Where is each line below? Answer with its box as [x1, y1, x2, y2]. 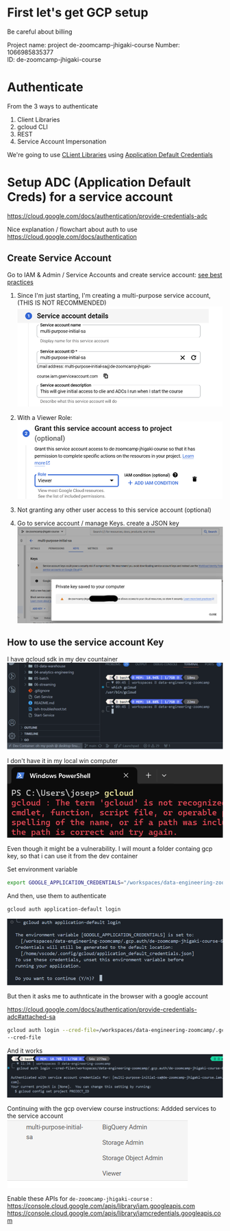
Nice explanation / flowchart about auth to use [7, 225, 138, 233]
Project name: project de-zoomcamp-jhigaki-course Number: [7, 40, 180, 49]
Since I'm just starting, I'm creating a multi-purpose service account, [16, 291, 211, 299]
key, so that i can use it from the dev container [7, 852, 138, 860]
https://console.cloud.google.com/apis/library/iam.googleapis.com [7, 1201, 195, 1210]
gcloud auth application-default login [7, 906, 121, 913]
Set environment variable [7, 865, 78, 874]
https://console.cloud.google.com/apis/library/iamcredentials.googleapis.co [7, 1209, 221, 1217]
